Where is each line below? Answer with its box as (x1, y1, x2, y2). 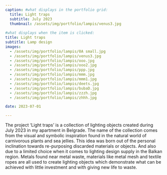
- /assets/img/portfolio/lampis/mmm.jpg (9, 72, 95, 77)
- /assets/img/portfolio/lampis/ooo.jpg (9, 58, 95, 63)
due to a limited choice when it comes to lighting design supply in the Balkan (5, 149, 163, 155)
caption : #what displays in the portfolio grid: (5, 7, 108, 12)
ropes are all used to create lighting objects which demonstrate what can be (5, 159, 162, 165)
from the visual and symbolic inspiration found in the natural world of (5, 133, 147, 139)
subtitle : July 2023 (9, 16, 52, 21)
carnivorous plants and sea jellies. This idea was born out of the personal (5, 138, 156, 144)
